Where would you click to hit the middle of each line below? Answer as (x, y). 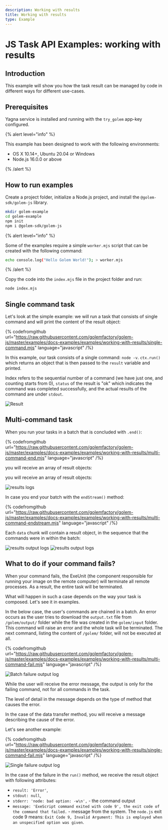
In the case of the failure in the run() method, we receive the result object (82, 775)
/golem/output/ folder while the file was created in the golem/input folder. (82, 622)
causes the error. (23, 704)
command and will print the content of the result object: (63, 322)
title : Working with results (36, 15)
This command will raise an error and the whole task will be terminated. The (84, 627)
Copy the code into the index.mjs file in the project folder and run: (74, 279)
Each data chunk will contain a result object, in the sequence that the (77, 532)
